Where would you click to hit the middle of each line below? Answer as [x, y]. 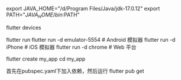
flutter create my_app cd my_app [46, 59]
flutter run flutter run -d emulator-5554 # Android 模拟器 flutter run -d [91, 39]
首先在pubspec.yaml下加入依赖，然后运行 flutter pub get [75, 71]
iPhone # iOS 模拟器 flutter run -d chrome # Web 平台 [71, 47]
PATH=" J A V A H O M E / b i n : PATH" [43, 15]
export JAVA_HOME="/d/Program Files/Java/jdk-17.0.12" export [83, 9]
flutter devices [24, 27]
